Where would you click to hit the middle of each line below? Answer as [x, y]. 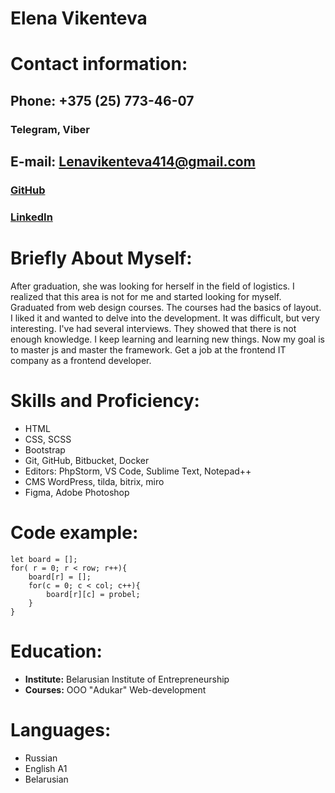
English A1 [46, 768]
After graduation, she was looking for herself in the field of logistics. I [152, 286]
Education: [56, 651]
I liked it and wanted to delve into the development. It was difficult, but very [165, 318]
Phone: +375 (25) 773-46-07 [102, 100]
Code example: [74, 532]
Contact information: [99, 64]
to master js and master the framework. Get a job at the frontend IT [148, 349]
